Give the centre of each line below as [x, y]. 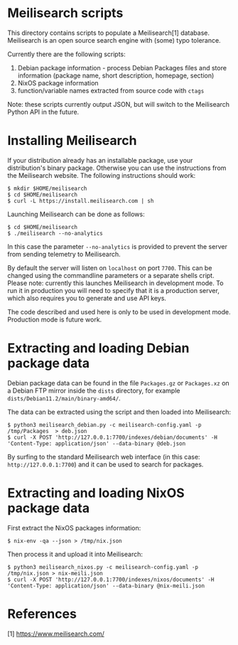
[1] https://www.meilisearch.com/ [56, 634]
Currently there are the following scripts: [66, 54]
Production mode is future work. [55, 319]
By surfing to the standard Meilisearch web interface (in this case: [104, 457]
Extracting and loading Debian [98, 348]
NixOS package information [58, 82]
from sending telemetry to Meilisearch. [64, 254]
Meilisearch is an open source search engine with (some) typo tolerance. [114, 40]
